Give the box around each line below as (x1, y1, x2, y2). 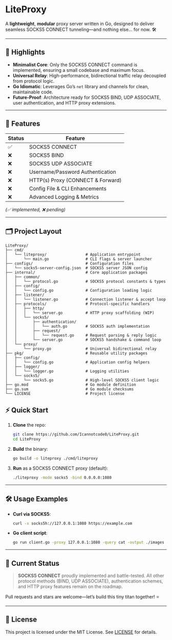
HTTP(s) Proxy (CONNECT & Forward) (29, 176, 122, 184)
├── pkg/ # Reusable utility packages (5, 351, 147, 356)
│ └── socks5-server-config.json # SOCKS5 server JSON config (5, 266, 147, 271)
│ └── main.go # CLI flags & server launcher (5, 256, 153, 262)
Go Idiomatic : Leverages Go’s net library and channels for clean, (12, 83, 149, 89)
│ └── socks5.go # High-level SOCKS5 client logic (5, 378, 159, 383)
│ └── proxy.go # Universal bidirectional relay (5, 346, 157, 352)
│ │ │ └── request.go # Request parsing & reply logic (5, 333, 157, 338)
